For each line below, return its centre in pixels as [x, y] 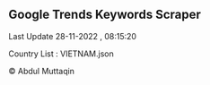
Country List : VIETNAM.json [61, 54]
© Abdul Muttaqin [42, 71]
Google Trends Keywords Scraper [105, 15]
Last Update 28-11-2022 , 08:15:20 [72, 36]
